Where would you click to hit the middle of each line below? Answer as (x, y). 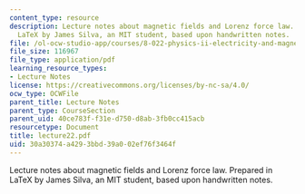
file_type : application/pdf (63, 60)
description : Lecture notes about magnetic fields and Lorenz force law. (152, 26)
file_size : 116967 (44, 52)
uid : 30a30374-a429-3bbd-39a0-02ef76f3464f (93, 144)
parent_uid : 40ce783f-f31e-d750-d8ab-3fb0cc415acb (107, 119)
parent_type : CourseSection (63, 111)
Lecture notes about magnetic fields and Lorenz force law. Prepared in (141, 170)
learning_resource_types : (58, 69)
